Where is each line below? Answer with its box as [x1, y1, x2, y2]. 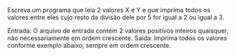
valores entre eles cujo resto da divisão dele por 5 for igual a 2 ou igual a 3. [7, 13, 224, 21]
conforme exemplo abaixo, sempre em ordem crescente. [7, 41, 172, 49]
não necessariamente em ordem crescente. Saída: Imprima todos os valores [7, 34, 227, 42]
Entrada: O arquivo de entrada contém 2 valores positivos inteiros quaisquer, [7, 27, 229, 35]
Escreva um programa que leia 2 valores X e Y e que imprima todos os [7, 6, 210, 14]
